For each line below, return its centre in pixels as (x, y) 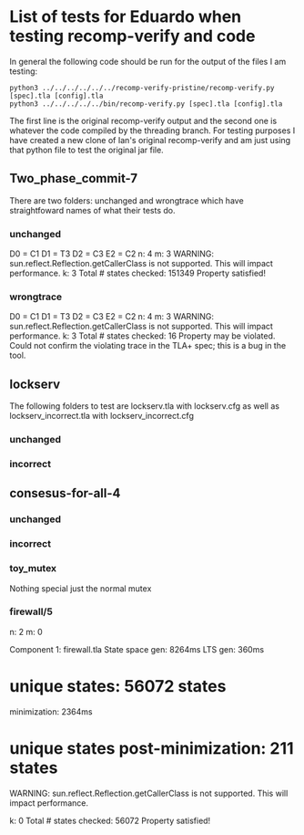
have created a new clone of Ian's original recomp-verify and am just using (150, 140)
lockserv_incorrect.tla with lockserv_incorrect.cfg (101, 416)
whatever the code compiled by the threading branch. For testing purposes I (152, 130)
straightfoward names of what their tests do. (92, 210)
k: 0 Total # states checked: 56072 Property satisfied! (110, 820)
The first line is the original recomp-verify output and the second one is (143, 120)
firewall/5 (31, 611)
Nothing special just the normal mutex (81, 588)
